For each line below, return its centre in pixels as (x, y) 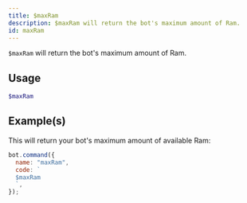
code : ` (28, 170)
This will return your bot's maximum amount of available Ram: (110, 140)
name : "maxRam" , (42, 162)
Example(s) (37, 121)
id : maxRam (26, 30)
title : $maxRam (33, 16)
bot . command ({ (32, 155)
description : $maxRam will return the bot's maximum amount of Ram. (124, 23)
